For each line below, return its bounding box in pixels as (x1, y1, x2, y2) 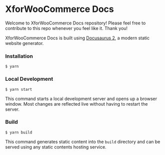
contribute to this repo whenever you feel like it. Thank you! (5, 25, 128, 31)
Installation (5, 52, 33, 59)
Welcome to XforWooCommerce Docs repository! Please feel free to (5, 20, 146, 26)
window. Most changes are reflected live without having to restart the (5, 101, 148, 107)
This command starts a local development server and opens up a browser (5, 96, 157, 102)
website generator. (5, 40, 44, 46)
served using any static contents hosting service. (5, 144, 106, 150)
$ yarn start (5, 87, 32, 92)
